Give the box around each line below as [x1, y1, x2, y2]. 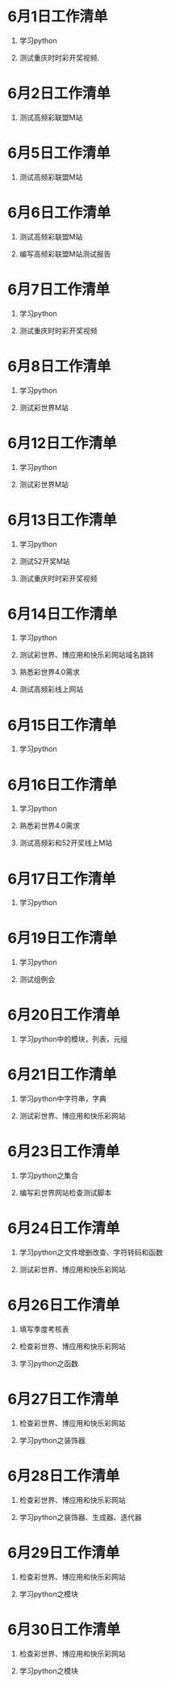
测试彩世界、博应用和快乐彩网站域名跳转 [19, 650, 154, 660]
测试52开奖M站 [19, 556, 70, 566]
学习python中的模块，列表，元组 [19, 1035, 128, 1044]
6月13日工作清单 [7, 510, 118, 529]
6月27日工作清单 [7, 1390, 119, 1408]
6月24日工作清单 [7, 1219, 120, 1238]
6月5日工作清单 [7, 144, 111, 163]
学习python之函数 [19, 1358, 78, 1368]
